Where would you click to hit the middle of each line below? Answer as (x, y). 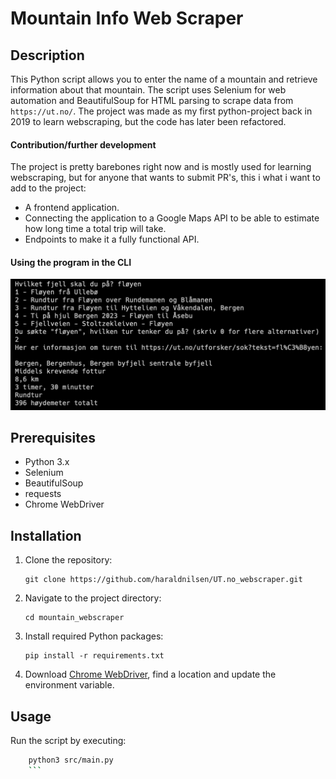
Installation (46, 535)
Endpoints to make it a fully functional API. (112, 239)
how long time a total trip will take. (95, 229)
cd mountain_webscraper (74, 618)
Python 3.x (47, 462)
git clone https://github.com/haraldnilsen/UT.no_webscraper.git (163, 580)
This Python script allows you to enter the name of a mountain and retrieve (164, 79)
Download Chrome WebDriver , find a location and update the (150, 674)
